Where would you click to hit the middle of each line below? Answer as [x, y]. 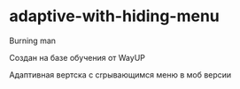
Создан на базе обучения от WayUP [77, 57]
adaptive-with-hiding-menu [114, 16]
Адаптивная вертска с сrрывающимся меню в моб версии [120, 74]
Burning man [32, 41]
